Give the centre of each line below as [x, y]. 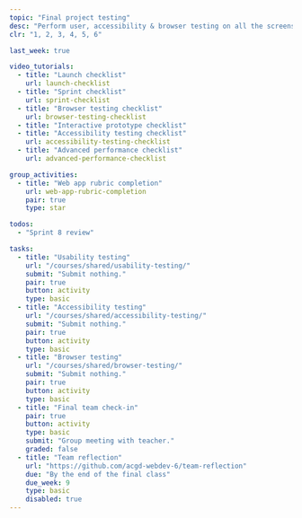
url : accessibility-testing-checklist [98, 142]
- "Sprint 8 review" [56, 233]
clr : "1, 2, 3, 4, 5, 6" [56, 34]
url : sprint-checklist [68, 100]
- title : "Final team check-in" [78, 408]
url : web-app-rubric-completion [86, 191]
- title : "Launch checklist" [72, 75]
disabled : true [54, 499]
